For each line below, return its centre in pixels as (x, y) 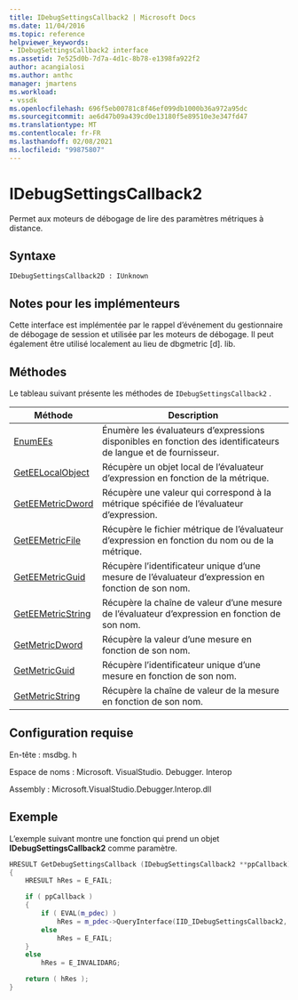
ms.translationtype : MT (53, 125)
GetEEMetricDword (54, 504)
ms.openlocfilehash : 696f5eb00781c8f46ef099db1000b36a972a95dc (129, 109)
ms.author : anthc (41, 76)
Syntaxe (32, 256)
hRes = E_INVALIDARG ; (81, 963)
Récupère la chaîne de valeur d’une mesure (192, 603)
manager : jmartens (43, 84)
